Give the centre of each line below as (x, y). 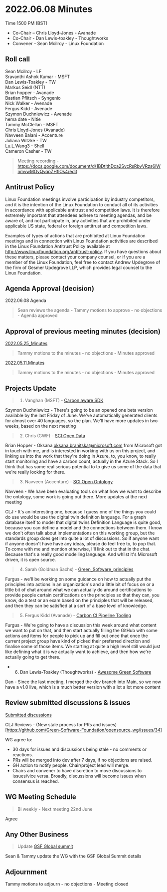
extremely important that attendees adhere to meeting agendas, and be (79, 215)
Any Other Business (37, 835)
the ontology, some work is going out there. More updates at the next (76, 497)
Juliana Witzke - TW (26, 140)
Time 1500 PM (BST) (26, 23)
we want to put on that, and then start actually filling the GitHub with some (82, 630)
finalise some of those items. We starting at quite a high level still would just (83, 646)
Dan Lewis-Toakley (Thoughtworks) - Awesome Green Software (85, 672)
